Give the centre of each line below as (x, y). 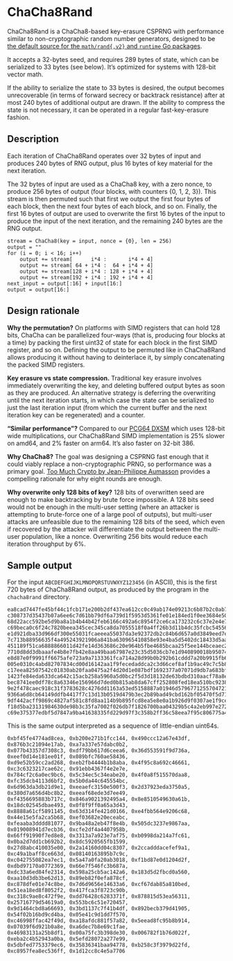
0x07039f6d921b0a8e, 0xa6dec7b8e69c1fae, (68, 927)
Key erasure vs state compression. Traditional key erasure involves (105, 378)
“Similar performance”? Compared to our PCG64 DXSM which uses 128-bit (116, 428)
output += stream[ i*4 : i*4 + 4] (87, 259)
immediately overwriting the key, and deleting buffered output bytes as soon (116, 385)
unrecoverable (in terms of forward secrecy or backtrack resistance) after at (116, 95)
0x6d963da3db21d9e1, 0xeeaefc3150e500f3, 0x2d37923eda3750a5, (99, 787)
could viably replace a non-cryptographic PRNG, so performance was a (110, 464)
